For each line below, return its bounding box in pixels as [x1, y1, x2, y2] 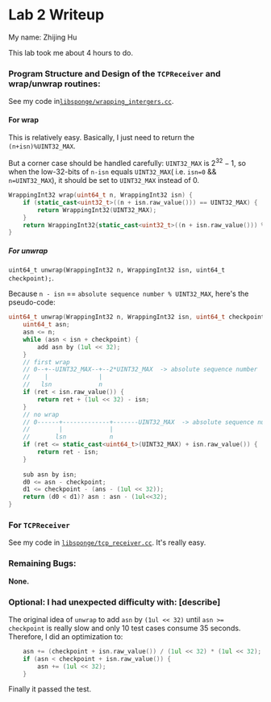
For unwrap [8, 246, 48, 255]
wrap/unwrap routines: [8, 78, 101, 89]
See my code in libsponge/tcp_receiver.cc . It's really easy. [8, 538, 206, 547]
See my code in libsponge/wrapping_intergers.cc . [8, 97, 174, 106]
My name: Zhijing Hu [8, 32, 77, 42]
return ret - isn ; [37, 448, 99, 456]
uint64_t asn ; [23, 321, 70, 329]
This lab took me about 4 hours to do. [8, 48, 133, 57]
